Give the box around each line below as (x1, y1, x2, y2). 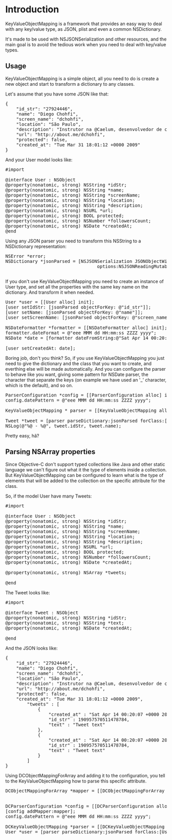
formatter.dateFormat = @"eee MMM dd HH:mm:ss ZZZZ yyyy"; (5, 330, 157, 336)
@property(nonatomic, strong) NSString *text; (5, 620, 124, 626)
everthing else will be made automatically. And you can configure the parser (5, 366, 166, 372)
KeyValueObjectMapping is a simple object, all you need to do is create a (5, 75, 159, 82)
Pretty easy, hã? (5, 432, 39, 438)
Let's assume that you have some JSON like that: (5, 91, 109, 97)
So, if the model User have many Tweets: (5, 493, 92, 499)
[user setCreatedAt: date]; (5, 345, 76, 351)
